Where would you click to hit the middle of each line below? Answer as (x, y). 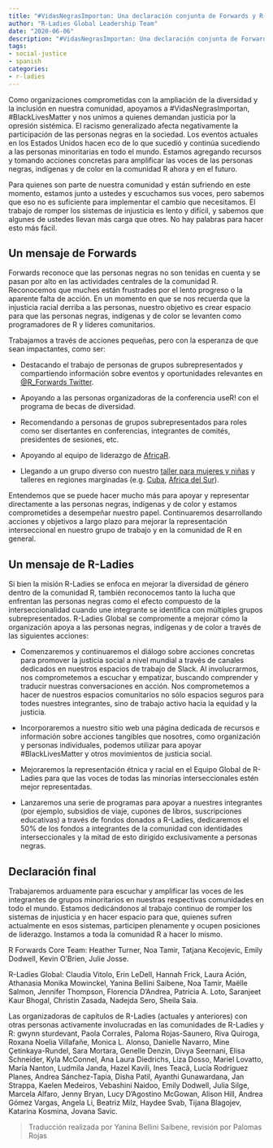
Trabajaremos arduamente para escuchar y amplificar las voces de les (126, 891)
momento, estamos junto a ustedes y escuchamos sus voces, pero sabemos (136, 193)
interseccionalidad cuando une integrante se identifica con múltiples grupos (136, 610)
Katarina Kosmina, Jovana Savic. (63, 1111)
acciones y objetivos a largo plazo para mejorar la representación (118, 522)
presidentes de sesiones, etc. (69, 439)
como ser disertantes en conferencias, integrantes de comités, (125, 431)
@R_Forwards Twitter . (57, 382)
